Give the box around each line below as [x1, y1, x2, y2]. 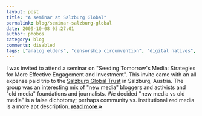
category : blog [6, 37, 45, 43]
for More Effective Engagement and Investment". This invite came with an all [6, 70, 197, 78]
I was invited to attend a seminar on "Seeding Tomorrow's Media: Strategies [6, 64, 196, 72]
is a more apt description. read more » [6, 103, 103, 110]
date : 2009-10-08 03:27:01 [6, 25, 74, 32]
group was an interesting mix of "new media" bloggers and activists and [6, 84, 186, 91]
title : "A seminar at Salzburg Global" [6, 14, 107, 20]
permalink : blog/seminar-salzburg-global [6, 20, 112, 26]
